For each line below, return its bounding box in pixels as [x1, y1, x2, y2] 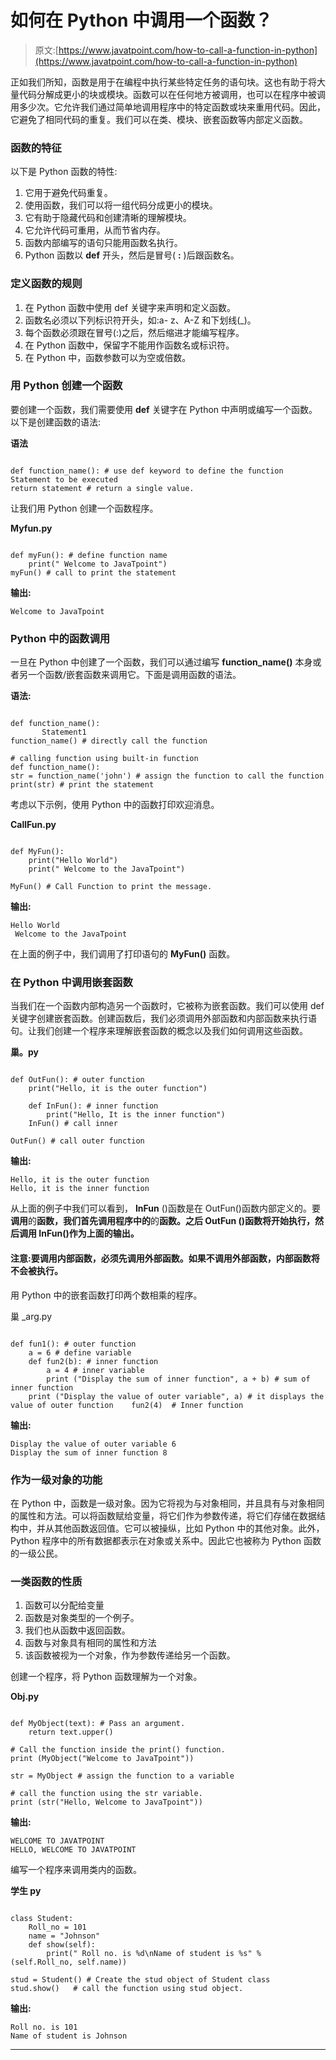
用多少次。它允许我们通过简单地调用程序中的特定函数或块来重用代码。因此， [10, 101, 326, 113]
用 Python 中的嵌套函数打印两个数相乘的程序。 [10, 1289, 203, 1301]
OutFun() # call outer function [10, 1136, 145, 1146]
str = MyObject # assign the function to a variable [10, 1771, 235, 1781]
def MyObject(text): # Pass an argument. [10, 1719, 186, 1729]
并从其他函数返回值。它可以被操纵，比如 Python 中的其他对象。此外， [36, 1522, 325, 1534]
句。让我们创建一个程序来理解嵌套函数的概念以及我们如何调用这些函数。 [10, 1025, 308, 1037]
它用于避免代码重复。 [24, 187, 113, 199]
